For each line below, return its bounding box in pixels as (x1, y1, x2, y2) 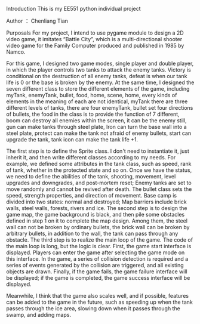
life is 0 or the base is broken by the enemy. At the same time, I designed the (6, 79, 195, 86)
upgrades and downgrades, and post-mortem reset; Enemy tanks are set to (6, 179, 192, 186)
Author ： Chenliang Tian (6, 17, 69, 24)
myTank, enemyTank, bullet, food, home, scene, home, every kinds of (6, 92, 177, 98)
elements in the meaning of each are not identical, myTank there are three (6, 98, 188, 105)
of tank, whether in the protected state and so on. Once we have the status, (6, 166, 192, 174)
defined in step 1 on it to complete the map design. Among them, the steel (6, 217, 188, 224)
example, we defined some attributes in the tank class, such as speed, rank (6, 161, 192, 167)
